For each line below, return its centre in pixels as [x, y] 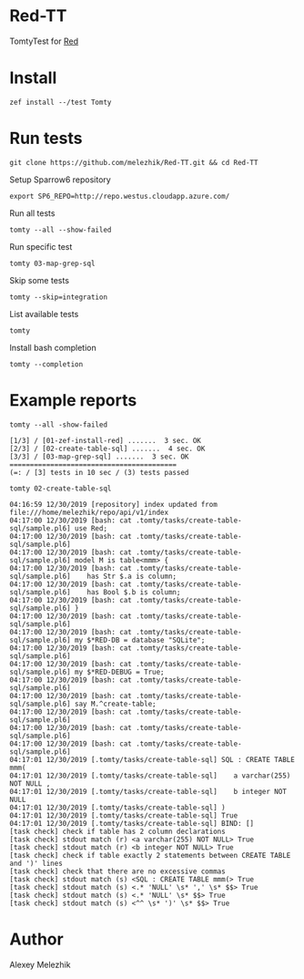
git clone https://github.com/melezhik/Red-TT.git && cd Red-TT [134, 162]
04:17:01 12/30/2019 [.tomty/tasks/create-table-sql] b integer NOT [148, 791]
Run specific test [41, 246]
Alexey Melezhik [40, 964]
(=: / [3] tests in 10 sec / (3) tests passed [99, 472]
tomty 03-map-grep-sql [52, 263]
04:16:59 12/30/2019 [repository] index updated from [114, 504]
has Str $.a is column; [132, 576]
